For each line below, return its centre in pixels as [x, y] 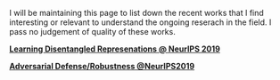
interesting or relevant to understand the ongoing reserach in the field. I [140, 22]
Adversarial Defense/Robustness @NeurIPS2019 [102, 66]
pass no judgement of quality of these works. [92, 32]
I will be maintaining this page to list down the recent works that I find [137, 13]
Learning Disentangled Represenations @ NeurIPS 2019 [115, 49]
